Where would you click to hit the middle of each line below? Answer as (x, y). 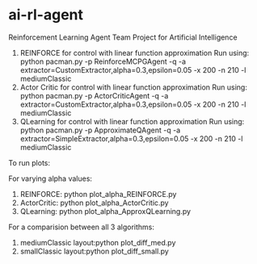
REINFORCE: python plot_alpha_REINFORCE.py (98, 194)
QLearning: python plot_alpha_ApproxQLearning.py (105, 211)
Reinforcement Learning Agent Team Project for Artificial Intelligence (123, 37)
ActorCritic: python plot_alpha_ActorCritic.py (94, 203)
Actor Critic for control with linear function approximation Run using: (134, 87)
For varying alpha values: (51, 178)
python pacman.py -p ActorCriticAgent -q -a (94, 95)
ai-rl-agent (46, 15)
